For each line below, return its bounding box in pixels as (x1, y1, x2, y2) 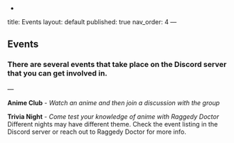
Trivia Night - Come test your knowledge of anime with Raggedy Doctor (7, 112, 219, 121)
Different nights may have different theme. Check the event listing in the (7, 120, 218, 128)
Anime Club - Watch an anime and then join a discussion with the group (7, 98, 220, 107)
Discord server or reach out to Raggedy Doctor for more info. (7, 127, 186, 136)
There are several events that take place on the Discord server (7, 60, 227, 70)
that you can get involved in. (7, 68, 108, 78)
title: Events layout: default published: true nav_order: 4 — (7, 18, 177, 26)
